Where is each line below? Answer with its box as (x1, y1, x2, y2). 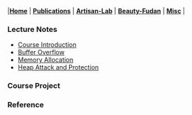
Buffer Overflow (17, 48, 65, 57)
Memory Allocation (17, 55, 74, 64)
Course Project (7, 81, 60, 91)
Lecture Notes (7, 24, 58, 34)
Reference (7, 100, 44, 110)
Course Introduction (17, 40, 77, 49)
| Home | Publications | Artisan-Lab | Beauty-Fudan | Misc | (7, 7, 186, 15)
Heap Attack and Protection (17, 63, 100, 72)
